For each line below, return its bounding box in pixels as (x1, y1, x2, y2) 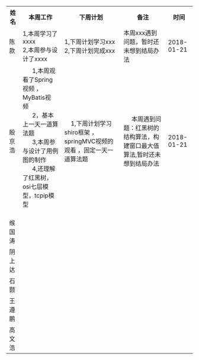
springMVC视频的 (64, 137, 114, 145)
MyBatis (23, 93, 46, 102)
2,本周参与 (23, 46, 52, 54)
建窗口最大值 (123, 142, 160, 150)
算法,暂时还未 (123, 151, 161, 159)
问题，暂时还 (123, 38, 160, 46)
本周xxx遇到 (123, 29, 158, 37)
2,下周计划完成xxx (64, 47, 115, 55)
